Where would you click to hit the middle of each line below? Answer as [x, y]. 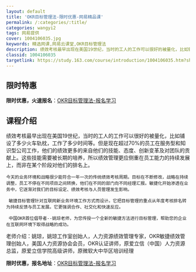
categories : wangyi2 [31, 28]
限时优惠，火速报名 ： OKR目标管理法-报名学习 [61, 100]
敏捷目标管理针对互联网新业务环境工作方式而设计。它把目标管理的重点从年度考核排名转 [97, 201]
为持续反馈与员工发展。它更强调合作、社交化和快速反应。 [65, 207]
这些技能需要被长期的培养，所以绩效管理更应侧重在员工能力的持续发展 [106, 158]
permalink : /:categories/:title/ [47, 22]
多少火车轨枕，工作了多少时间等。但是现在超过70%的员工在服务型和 [98, 143]
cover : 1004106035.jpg [34, 39]
